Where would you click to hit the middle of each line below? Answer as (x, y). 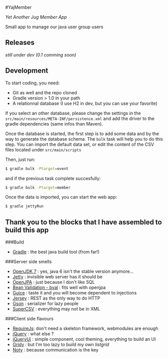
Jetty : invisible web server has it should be (57, 277)
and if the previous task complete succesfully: (53, 178)
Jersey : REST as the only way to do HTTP (56, 298)
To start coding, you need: (32, 83)
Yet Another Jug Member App (36, 17)
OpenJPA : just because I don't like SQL (54, 282)
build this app (27, 230)
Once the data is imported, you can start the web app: (61, 197)
